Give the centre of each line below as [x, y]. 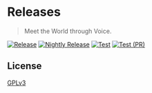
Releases [34, 12]
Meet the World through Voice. [68, 31]
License [25, 66]
